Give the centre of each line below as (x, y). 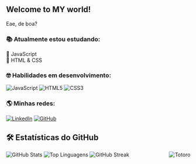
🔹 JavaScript (21, 54)
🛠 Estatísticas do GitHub (52, 137)
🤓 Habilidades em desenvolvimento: (59, 75)
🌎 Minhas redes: (31, 103)
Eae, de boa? (22, 23)
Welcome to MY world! (49, 10)
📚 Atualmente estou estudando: (53, 39)
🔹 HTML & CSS (24, 60)
